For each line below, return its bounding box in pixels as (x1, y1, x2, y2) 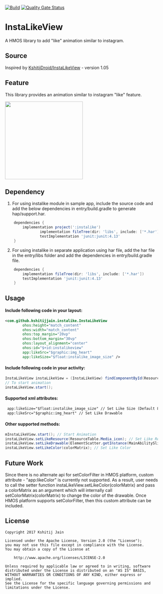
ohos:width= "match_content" (22, 327, 79, 332)
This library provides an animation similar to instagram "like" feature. (5, 91, 142, 97)
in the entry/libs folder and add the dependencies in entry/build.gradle (12, 252, 152, 258)
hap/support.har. (12, 211, 46, 217)
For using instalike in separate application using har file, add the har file (12, 247, 155, 253)
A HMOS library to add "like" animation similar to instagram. (5, 37, 125, 43)
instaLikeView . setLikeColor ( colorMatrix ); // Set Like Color (5, 445, 131, 451)
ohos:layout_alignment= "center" (22, 341, 88, 346)
